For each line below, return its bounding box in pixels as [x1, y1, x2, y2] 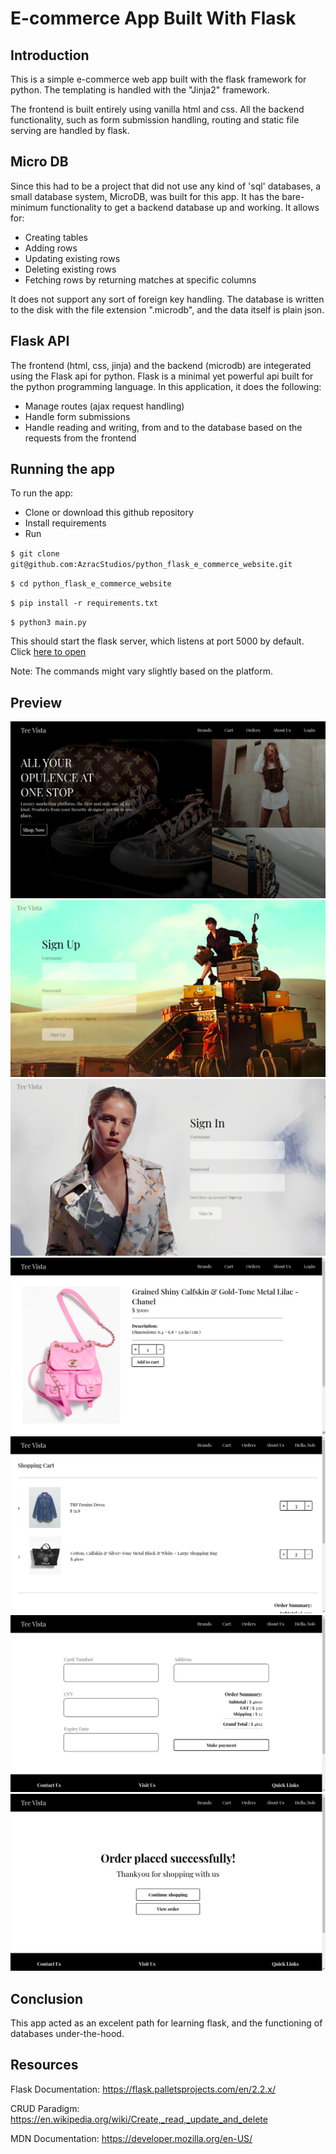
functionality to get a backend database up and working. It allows [50, 201, 320, 213]
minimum [10, 201, 49, 213]
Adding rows [24, 242, 78, 254]
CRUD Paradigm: [10, 2102, 80, 2114]
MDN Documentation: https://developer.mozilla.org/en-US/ [10, 2132, 253, 2144]
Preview [10, 694, 63, 711]
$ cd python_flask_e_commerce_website [10, 579, 172, 589]
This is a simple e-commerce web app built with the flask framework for [10, 73, 307, 85]
